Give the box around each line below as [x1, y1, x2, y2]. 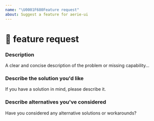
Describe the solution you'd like [5, 75, 84, 82]
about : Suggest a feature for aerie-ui [5, 12, 88, 17]
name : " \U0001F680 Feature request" [5, 7, 79, 12]
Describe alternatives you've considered [5, 99, 106, 106]
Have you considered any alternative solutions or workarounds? [5, 110, 136, 116]
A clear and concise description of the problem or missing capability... [5, 62, 150, 68]
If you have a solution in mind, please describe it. [5, 86, 106, 92]
